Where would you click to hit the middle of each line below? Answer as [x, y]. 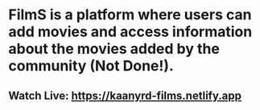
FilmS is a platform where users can [130, 15]
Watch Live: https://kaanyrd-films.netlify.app [125, 95]
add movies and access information [130, 32]
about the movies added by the [114, 49]
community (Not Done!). [91, 66]
